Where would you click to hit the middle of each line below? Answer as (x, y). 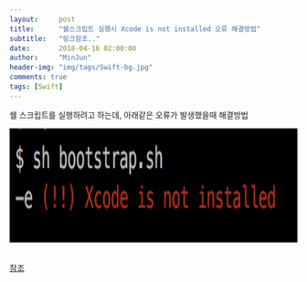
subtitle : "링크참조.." (55, 38)
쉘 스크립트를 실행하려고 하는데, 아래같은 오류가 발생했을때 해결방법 (129, 115)
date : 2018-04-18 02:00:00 (73, 48)
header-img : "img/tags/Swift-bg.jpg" (81, 68)
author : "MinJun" (51, 58)
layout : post (42, 19)
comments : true (38, 78)
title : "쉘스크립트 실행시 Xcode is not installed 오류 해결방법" (135, 29)
